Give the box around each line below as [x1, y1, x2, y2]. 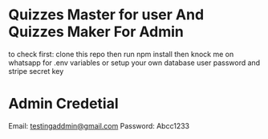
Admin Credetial [8, 95, 119, 113]
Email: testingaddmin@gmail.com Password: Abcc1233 [8, 121, 190, 130]
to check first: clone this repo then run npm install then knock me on [8, 49, 234, 59]
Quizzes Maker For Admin [8, 22, 185, 41]
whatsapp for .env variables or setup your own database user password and [8, 58, 261, 67]
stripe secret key [8, 66, 64, 76]
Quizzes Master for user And [8, 6, 205, 24]
